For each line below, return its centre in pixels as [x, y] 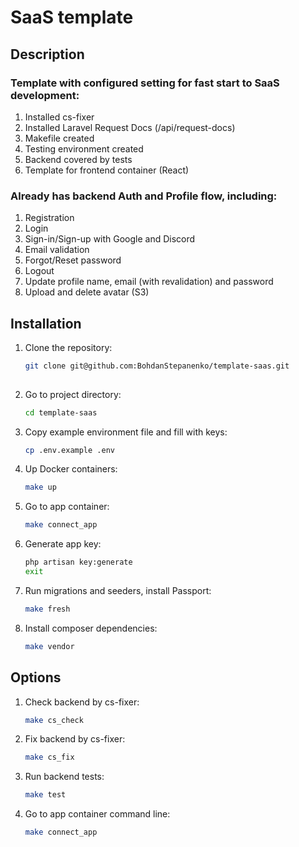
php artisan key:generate [78, 562]
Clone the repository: [68, 347]
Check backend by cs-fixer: [82, 702]
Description [47, 54]
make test [45, 795]
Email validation [57, 250]
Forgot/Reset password [73, 260]
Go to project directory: [73, 394]
